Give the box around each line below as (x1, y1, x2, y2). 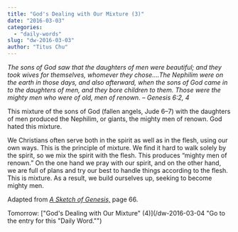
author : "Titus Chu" (7, 43, 69, 51)
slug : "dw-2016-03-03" (7, 37, 75, 44)
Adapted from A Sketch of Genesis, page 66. (7, 195, 139, 204)
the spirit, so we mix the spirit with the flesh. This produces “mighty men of (7, 151, 227, 159)
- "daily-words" (13, 30, 62, 38)
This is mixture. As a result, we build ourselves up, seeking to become (7, 174, 212, 182)
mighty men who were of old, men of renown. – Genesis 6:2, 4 (7, 93, 190, 102)
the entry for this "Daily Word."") (7, 216, 102, 225)
